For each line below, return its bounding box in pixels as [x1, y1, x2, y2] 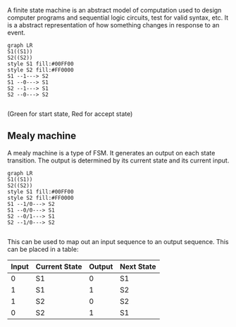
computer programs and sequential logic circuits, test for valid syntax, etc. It [7, 13, 229, 22]
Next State [119, 262, 156, 271]
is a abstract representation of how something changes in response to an [7, 21, 220, 29]
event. [7, 28, 26, 37]
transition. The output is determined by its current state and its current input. [7, 156, 230, 165]
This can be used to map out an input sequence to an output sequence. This [7, 237, 229, 245]
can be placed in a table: [7, 245, 79, 253]
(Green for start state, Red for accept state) [7, 110, 133, 118]
